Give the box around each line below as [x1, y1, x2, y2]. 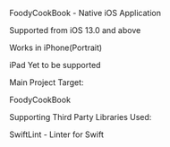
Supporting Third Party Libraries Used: [9, 112, 152, 122]
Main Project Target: [9, 77, 84, 88]
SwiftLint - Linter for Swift [9, 129, 105, 140]
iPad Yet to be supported [9, 60, 101, 70]
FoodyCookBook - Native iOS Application [9, 8, 161, 18]
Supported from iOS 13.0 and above [9, 25, 141, 35]
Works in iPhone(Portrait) [9, 42, 103, 53]
